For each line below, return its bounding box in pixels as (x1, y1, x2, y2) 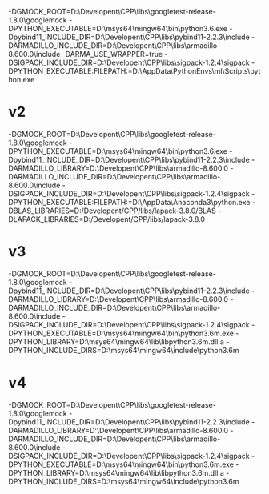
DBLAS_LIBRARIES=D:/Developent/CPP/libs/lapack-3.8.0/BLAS (8, 206, 216, 215)
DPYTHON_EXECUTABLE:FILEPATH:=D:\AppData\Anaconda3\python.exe (8, 197, 251, 207)
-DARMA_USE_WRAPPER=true (62, 50, 163, 58)
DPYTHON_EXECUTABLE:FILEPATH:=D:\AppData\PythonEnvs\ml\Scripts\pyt (8, 66, 261, 75)
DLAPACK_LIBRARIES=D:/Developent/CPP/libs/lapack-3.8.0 (8, 214, 206, 223)
